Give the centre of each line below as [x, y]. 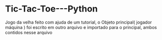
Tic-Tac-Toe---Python [52, 9]
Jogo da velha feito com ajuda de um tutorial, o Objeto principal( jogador [79, 22]
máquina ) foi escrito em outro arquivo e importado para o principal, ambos [81, 27]
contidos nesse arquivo [29, 32]
